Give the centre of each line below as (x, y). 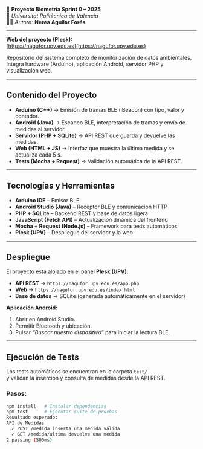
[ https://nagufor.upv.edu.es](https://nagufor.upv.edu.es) (76, 46)
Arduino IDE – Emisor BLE (47, 200)
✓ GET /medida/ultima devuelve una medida (66, 434)
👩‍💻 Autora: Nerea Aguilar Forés (46, 22)
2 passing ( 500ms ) (29, 440)
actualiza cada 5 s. (38, 155)
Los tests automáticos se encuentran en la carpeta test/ (77, 372)
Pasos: (17, 394)
